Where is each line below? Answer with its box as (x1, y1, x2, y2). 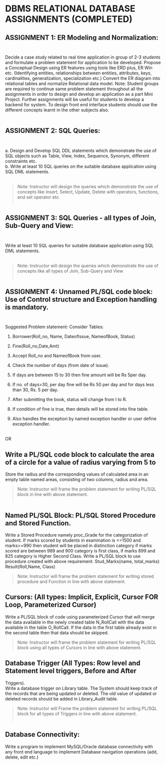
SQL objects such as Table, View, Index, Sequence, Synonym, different (5, 152, 150, 159)
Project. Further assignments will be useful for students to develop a (5, 96, 144, 102)
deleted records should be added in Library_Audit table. (5, 695, 118, 701)
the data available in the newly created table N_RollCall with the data (5, 619, 144, 625)
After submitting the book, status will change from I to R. (12, 397, 127, 403)
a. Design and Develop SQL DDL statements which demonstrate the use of (5, 147, 157, 153)
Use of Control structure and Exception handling (5, 295, 157, 304)
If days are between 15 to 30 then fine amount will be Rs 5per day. (12, 372, 147, 378)
